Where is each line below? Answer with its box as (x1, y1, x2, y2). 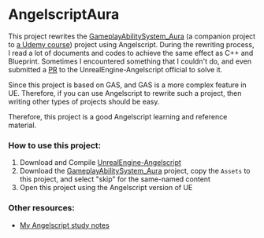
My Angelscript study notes (19, 220, 110, 229)
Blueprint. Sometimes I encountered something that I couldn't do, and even (8, 57, 252, 66)
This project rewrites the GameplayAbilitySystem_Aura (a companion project (8, 31, 256, 41)
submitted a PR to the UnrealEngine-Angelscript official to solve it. (8, 64, 223, 74)
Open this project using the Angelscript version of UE (19, 183, 193, 192)
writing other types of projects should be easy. (8, 97, 160, 106)
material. (8, 120, 37, 130)
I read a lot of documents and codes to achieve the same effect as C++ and (8, 48, 254, 57)
